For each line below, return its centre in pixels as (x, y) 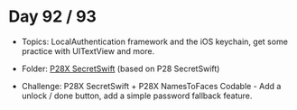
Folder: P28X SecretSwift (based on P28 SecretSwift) (121, 69)
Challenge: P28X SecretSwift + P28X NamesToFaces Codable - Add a (151, 86)
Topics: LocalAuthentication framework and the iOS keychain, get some (154, 41)
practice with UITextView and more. (88, 50)
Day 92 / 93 (52, 17)
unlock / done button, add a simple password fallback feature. (137, 96)
